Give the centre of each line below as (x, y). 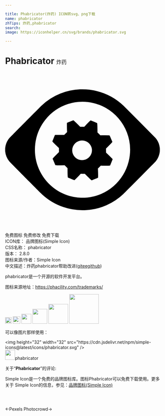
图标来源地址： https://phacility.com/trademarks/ (54, 287)
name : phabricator (24, 19)
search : (13, 28)
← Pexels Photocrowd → (29, 409)
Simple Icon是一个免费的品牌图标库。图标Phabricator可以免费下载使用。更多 (82, 379)
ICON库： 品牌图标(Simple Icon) (38, 241)
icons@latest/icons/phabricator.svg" (42, 347)
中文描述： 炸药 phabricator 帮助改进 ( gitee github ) (54, 266)
